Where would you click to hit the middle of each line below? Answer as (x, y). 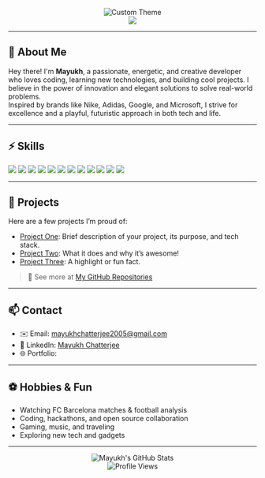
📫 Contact (35, 310)
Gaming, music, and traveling (67, 427)
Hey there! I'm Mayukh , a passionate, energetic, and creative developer (125, 71)
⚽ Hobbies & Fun (50, 387)
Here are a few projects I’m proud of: (68, 222)
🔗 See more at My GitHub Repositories (90, 277)
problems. (24, 96)
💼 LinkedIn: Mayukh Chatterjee (69, 345)
